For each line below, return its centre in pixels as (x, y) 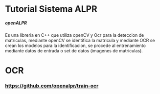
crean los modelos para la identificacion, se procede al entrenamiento (75, 46)
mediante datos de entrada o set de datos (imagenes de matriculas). (74, 51)
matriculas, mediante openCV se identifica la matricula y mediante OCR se (80, 41)
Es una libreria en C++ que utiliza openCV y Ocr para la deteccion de (75, 35)
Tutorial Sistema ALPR (51, 9)
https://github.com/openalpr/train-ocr (52, 86)
